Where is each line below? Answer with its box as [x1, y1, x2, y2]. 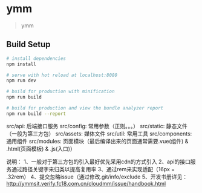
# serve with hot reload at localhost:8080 [6, 72, 118, 78]
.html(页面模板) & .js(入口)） [6, 145, 76, 152]
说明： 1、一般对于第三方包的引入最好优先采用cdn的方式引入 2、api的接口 [6, 158, 191, 165]
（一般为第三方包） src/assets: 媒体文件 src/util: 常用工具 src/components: [6, 129, 192, 137]
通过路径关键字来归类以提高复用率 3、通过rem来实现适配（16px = [11, 165, 175, 172]
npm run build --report [6, 111, 67, 117]
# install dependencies [6, 55, 67, 62]
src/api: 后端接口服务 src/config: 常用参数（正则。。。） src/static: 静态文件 [6, 122, 187, 129]
